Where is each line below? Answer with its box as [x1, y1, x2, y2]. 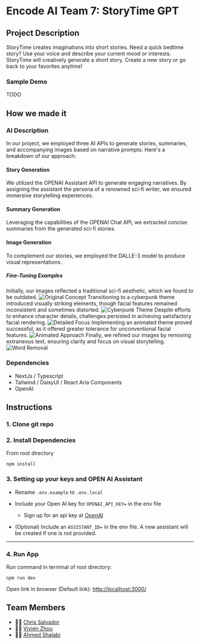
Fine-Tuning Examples [6, 272, 63, 279]
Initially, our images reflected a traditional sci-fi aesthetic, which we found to [6, 287, 193, 294]
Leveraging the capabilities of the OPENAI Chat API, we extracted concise [6, 219, 187, 226]
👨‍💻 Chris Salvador [14, 618, 60, 626]
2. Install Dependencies [6, 436, 76, 444]
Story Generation [6, 166, 50, 173]
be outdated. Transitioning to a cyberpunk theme [6, 293, 175, 300]
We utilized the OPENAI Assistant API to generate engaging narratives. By [6, 179, 187, 186]
